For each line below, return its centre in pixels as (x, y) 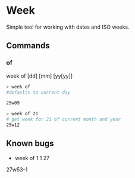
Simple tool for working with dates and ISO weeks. (68, 27)
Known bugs (30, 144)
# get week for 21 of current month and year (63, 119)
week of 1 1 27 (32, 158)
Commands (28, 46)
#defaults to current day (38, 92)
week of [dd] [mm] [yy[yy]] (40, 76)
